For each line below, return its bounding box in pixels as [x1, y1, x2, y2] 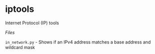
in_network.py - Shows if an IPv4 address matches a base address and [5, 39, 151, 45]
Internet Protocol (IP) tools [5, 20, 59, 26]
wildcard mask [5, 44, 35, 50]
